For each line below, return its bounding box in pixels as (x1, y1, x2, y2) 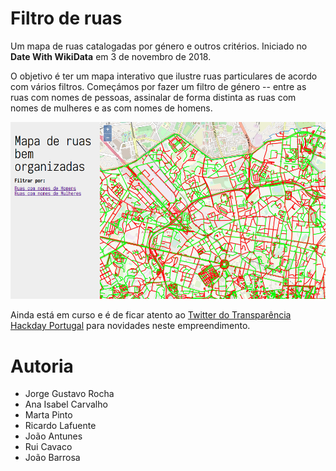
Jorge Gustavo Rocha (24, 388, 115, 400)
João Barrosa (24, 452, 81, 464)
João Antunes (24, 430, 83, 442)
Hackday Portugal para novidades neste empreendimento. (10, 320, 251, 332)
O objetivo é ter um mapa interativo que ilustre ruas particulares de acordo (10, 70, 318, 82)
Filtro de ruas (10, 7, 123, 30)
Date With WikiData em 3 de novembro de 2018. (10, 50, 212, 62)
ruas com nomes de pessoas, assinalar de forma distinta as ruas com (10, 91, 297, 103)
